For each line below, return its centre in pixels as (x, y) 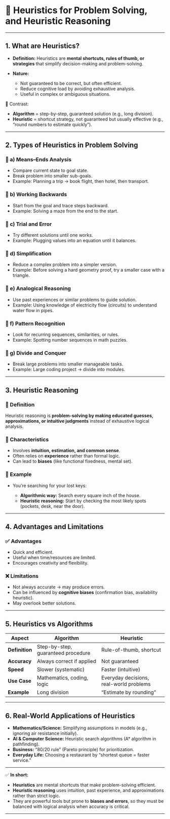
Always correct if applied (67, 661)
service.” (22, 760)
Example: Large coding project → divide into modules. (69, 369)
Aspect (20, 638)
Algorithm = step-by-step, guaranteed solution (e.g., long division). (83, 114)
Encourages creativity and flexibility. (50, 563)
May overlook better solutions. (44, 603)
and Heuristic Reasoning (58, 21)
